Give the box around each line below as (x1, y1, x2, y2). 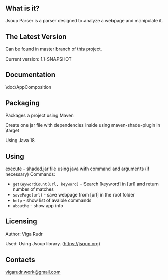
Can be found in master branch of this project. (5, 46, 102, 52)
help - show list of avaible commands (12, 197, 92, 203)
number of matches (12, 186, 54, 192)
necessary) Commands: (5, 171, 55, 177)
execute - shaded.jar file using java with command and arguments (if (5, 165, 150, 172)
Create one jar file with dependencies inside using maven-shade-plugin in (5, 122, 160, 128)
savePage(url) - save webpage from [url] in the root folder (12, 192, 135, 198)
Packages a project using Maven (5, 112, 74, 119)
